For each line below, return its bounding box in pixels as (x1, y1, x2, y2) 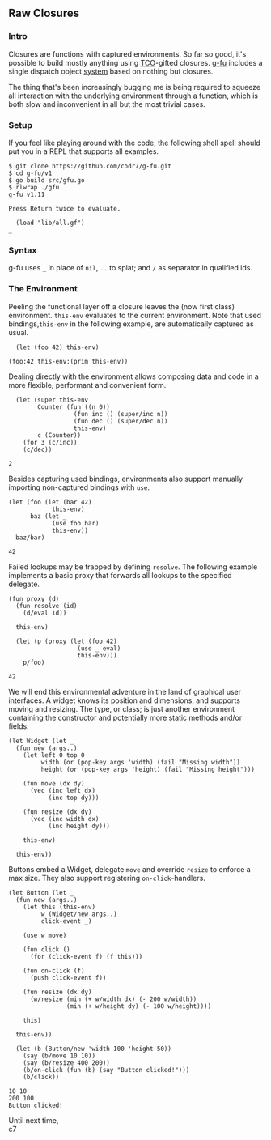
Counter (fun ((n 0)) (37, 402, 111, 411)
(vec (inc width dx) (29, 815, 100, 823)
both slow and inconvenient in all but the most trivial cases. (8, 99, 206, 108)
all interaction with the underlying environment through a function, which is (8, 91, 259, 100)
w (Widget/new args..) (40, 910, 117, 918)
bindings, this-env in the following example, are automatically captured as (8, 319, 254, 329)
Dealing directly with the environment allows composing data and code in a (8, 372, 259, 381)
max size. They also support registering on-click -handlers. (8, 873, 206, 883)
